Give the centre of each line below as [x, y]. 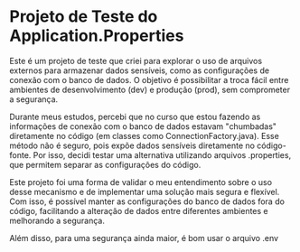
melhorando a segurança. [57, 220]
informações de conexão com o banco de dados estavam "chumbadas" [143, 126]
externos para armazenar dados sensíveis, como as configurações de [139, 70]
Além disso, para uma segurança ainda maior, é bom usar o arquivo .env [144, 238]
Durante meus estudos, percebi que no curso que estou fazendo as [135, 117]
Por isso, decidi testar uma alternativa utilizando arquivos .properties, [162, 154]
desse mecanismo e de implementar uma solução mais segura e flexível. [145, 191]
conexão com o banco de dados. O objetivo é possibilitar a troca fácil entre [149, 79]
